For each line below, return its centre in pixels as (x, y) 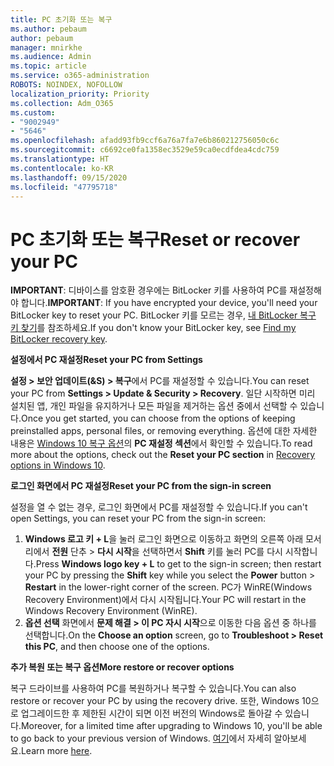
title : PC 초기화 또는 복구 (61, 19)
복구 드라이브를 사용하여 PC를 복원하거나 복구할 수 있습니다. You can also (153, 688)
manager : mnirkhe (46, 47)
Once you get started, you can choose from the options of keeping (158, 418)
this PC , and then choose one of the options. (117, 647)
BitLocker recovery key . (59, 339)
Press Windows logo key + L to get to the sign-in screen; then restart (178, 564)
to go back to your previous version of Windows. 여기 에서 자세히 (141, 738)
